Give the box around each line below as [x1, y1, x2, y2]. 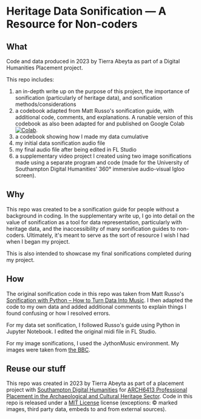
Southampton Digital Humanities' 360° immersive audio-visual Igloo [15, 166, 185, 172]
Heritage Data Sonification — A [6, 4, 167, 18]
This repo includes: [6, 76, 55, 83]
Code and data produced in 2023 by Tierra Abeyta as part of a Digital [6, 58, 180, 65]
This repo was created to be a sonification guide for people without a [6, 205, 179, 213]
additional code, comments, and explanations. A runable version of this [15, 114, 193, 121]
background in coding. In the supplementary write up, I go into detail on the [6, 212, 195, 219]
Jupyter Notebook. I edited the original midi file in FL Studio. [6, 328, 157, 335]
